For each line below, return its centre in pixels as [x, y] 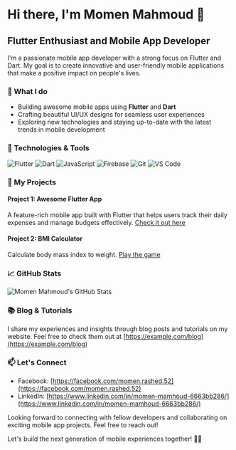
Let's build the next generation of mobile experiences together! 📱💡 [105, 439]
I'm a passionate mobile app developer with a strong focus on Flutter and [114, 58]
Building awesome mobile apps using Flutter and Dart [97, 107]
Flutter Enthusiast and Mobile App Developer [109, 41]
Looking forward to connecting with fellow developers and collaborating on [117, 417]
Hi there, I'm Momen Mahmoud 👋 [106, 15]
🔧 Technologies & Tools [49, 148]
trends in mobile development [61, 130]
